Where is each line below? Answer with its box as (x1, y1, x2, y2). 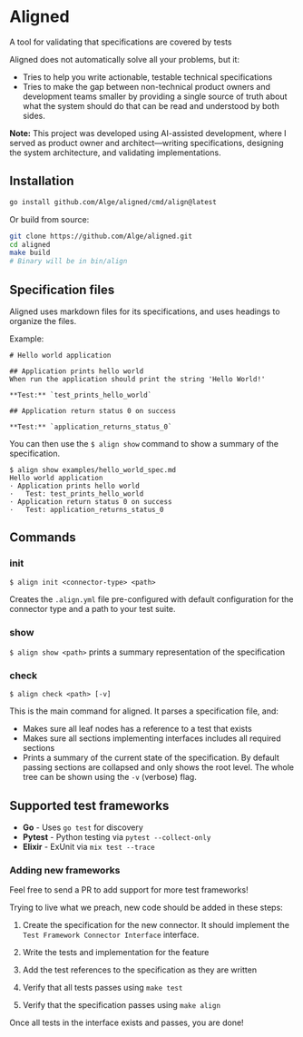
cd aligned (9, 240, 51, 249)
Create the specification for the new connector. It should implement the (22, 920, 290, 931)
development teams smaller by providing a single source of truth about (22, 91, 288, 102)
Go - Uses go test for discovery (22, 822, 143, 833)
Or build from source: (9, 213, 90, 224)
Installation (9, 173, 74, 189)
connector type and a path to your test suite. (9, 603, 176, 614)
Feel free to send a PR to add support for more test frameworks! (9, 884, 249, 895)
